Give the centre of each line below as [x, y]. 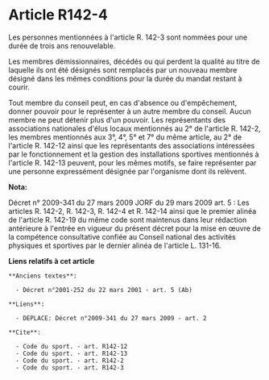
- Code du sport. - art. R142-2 [70, 361]
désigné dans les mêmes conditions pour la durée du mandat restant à [125, 78]
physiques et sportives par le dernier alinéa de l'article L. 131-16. [115, 245]
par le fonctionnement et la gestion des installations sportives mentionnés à [134, 154]
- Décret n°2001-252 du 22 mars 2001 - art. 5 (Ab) [104, 290]
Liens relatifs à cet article [52, 261]
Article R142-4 [58, 15]
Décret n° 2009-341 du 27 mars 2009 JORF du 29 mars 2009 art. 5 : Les [129, 203]
